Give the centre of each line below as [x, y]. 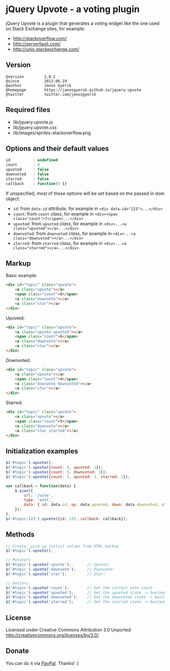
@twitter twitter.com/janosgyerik [51, 94]
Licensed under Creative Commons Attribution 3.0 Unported [68, 630]
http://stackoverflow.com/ [40, 38]
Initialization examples [42, 451]
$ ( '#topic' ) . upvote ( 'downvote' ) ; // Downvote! [60, 570]
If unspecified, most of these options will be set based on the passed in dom [85, 193]
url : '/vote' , [39, 495]
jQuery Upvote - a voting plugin [73, 9]
